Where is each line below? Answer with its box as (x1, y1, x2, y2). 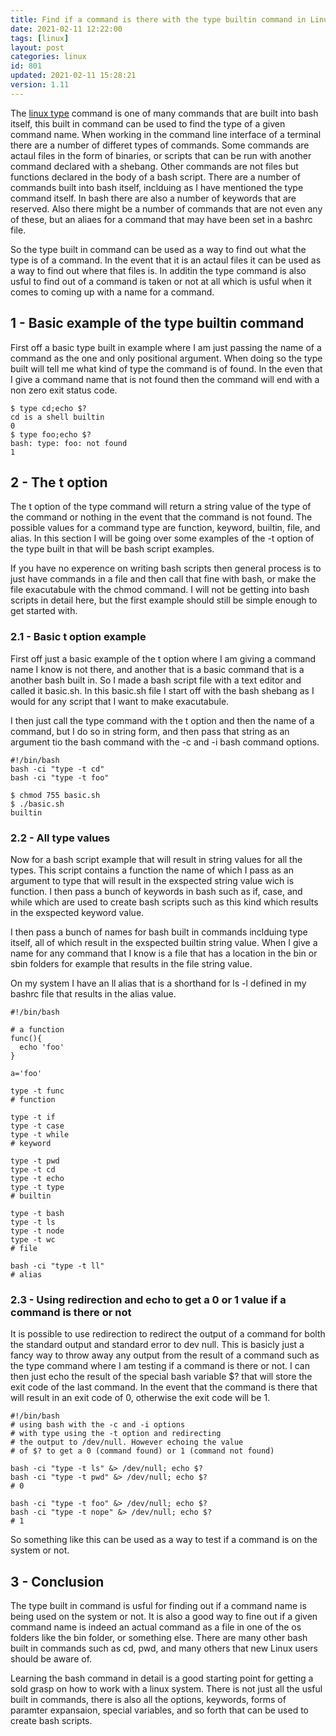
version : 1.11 (10, 80, 70, 90)
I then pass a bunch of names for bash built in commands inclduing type (10, 926, 308, 938)
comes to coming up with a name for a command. (10, 286, 215, 298)
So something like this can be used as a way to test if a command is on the (10, 1534, 318, 1546)
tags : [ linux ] (10, 33, 70, 43)
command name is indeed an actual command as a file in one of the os (10, 1621, 302, 1633)
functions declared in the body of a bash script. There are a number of (10, 171, 301, 183)
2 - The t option (10, 474, 108, 491)
